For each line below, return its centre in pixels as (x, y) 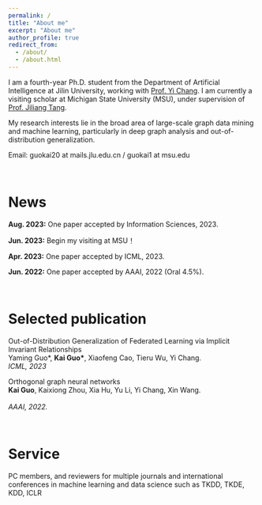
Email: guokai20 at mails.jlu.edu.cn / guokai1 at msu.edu (99, 154)
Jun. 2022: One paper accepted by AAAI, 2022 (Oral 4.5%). (106, 271)
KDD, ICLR (25, 492)
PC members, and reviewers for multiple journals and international (116, 476)
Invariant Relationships (45, 349)
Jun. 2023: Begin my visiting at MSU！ (72, 240)
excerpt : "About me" (42, 30)
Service (34, 454)
